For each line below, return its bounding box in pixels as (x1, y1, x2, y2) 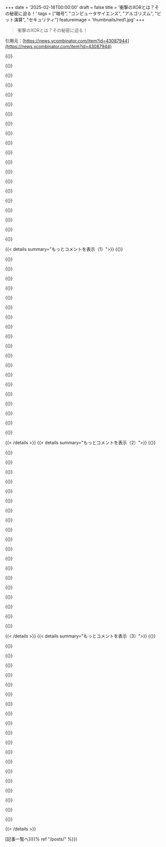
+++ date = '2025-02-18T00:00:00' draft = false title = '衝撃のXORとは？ (5, 4, 155, 10)
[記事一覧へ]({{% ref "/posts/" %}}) (5, 836, 78, 842)
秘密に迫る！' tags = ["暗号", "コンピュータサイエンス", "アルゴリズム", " (9, 10, 158, 16)
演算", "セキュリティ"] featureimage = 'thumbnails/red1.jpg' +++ (13, 17, 145, 22)
